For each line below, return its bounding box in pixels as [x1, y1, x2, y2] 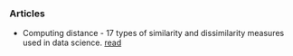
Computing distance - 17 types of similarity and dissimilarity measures [22, 28, 285, 39]
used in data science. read [22, 37, 122, 48]
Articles [9, 7, 45, 20]
